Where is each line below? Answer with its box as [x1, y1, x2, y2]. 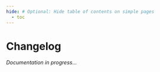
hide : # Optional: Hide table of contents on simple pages [6, 8, 155, 15]
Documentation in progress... [6, 59, 77, 66]
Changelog [6, 40, 61, 53]
